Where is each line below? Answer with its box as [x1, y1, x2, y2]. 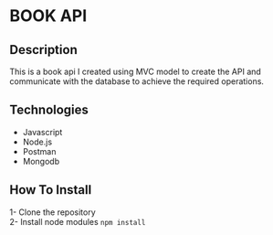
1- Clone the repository [9, 207, 96, 218]
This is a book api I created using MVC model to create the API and [9, 66, 262, 77]
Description [9, 42, 78, 58]
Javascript [22, 126, 63, 137]
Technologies [9, 102, 89, 118]
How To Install [9, 182, 92, 198]
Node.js [22, 136, 53, 147]
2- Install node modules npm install [9, 216, 146, 227]
